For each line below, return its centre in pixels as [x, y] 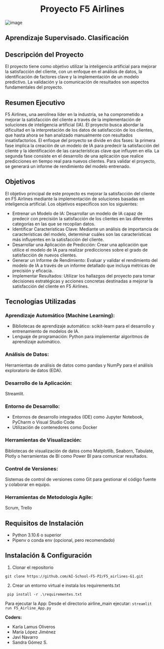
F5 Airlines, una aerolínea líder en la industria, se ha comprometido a [74, 114]
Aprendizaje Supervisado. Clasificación [67, 38]
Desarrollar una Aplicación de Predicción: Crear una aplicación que [80, 244]
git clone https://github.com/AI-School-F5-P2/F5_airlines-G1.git [74, 576]
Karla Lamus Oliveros [34, 626]
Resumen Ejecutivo [35, 103]
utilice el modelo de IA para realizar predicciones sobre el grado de [80, 250]
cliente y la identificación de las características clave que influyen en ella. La [82, 151]
